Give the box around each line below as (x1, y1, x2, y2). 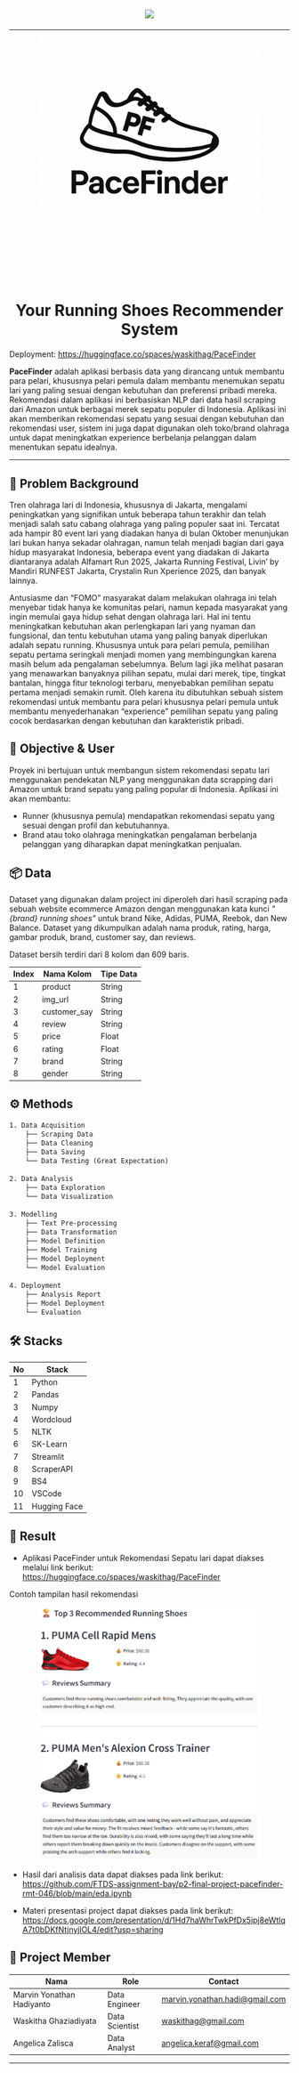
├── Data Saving (25, 1148, 86, 1157)
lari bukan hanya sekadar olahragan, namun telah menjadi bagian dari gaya (9, 538, 285, 548)
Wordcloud (31, 1413, 72, 1424)
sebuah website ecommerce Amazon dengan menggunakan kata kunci (9, 903, 270, 914)
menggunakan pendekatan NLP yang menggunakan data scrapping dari (9, 774, 273, 785)
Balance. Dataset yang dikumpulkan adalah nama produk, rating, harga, (9, 922, 271, 933)
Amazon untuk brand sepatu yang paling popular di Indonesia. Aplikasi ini (9, 783, 279, 794)
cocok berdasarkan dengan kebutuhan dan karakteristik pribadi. (9, 716, 245, 726)
